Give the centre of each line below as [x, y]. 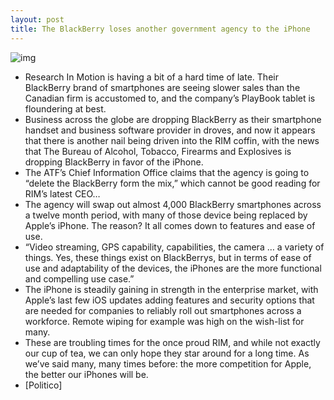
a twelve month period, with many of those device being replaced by [166, 215]
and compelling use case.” [79, 278]
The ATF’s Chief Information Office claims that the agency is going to [167, 172]
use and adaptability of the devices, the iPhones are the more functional [173, 268]
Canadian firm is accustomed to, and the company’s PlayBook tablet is [170, 98]
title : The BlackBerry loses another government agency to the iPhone [160, 29]
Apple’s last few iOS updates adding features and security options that [169, 300]
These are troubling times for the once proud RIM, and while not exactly [172, 342]
